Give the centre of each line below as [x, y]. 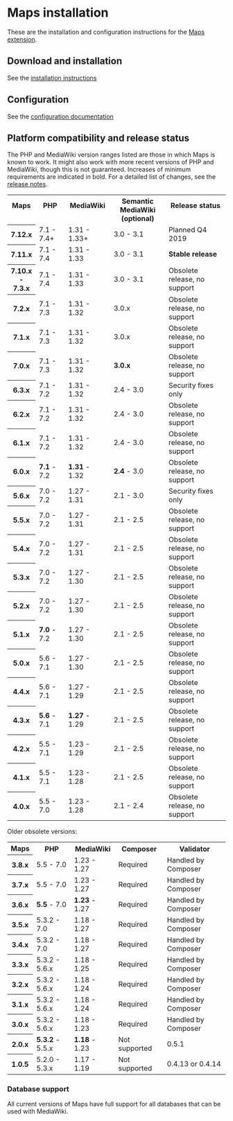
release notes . [27, 184]
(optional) [138, 218]
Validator [195, 849]
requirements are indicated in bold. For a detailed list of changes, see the [112, 177]
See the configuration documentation [61, 116]
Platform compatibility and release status [98, 138]
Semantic [138, 201]
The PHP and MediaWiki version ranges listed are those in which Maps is [111, 155]
